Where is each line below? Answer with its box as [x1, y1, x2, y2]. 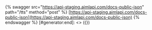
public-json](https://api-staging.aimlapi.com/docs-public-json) [5, 15, 133, 20]
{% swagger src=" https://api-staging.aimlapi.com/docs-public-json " [5, 4, 144, 10]
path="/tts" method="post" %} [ [5, 9, 70, 15]
